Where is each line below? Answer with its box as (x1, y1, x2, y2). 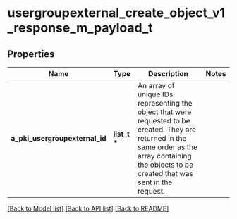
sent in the (137, 177, 173, 187)
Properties (7, 48, 55, 60)
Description (147, 69, 188, 78)
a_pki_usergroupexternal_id (11, 134, 107, 143)
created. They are (137, 125, 196, 134)
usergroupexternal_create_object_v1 (7, 5, 226, 21)
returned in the (137, 134, 187, 143)
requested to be (137, 116, 190, 125)
